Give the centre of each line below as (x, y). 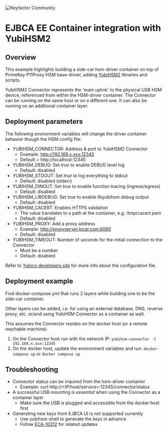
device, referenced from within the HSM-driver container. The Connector (81, 95)
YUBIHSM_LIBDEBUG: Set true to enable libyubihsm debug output (80, 197)
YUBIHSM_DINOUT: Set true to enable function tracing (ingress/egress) (86, 186)
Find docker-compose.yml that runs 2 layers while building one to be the (80, 293)
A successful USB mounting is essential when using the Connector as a (86, 392)
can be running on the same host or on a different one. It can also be (76, 100)
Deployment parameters (44, 121)
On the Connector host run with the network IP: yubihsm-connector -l (84, 338)
